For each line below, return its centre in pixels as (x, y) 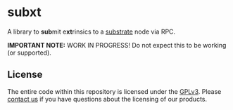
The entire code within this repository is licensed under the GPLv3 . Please (114, 91)
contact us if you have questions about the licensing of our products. (107, 99)
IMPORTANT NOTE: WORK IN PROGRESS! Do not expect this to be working (117, 45)
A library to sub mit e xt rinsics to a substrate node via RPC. (92, 32)
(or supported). (29, 53)
